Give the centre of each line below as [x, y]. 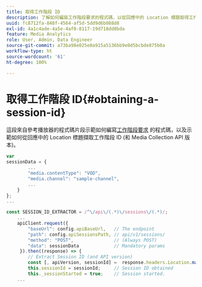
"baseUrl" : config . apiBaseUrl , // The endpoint [91, 229]
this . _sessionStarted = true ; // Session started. [96, 274]
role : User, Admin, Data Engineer [50, 40]
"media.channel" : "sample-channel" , [74, 178]
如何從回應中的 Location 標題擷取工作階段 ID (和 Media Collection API [97, 137]
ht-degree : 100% [26, 62]
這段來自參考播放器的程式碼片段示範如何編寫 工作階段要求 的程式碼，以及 [96, 130]
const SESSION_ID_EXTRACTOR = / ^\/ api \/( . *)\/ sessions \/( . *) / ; [87, 212]
